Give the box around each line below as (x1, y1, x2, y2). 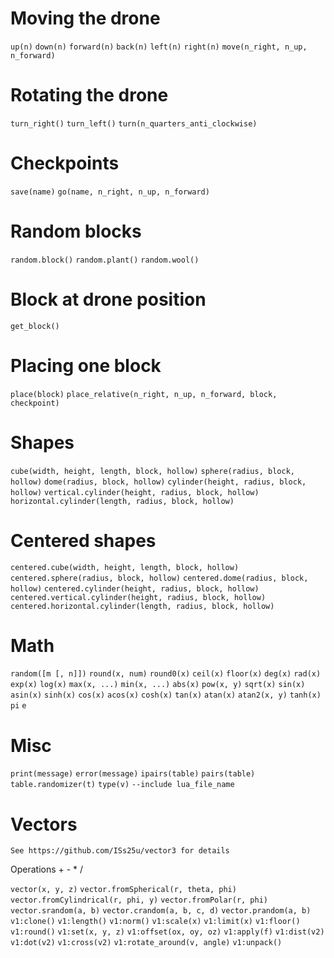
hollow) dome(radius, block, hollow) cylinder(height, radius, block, (10, 477, 307, 487)
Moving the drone (10, 7, 161, 30)
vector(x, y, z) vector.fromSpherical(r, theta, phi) (10, 885, 237, 895)
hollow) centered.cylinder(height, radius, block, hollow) (10, 583, 260, 594)
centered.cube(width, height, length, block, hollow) (10, 562, 240, 572)
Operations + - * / (10, 863, 84, 876)
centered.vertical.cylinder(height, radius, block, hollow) (10, 592, 267, 602)
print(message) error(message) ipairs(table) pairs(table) (10, 769, 256, 779)
